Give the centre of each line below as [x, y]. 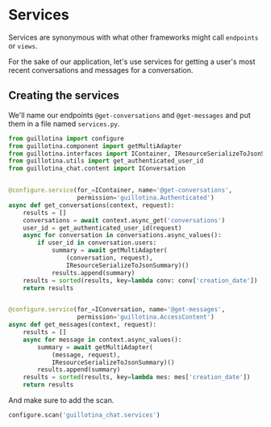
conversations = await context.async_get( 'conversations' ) [124, 220]
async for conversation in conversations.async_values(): [122, 235]
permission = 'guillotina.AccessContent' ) [146, 317]
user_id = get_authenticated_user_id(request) [102, 228]
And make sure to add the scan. [61, 400]
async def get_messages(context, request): [83, 325]
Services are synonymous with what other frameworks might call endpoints [133, 37]
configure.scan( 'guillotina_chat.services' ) [84, 415]
